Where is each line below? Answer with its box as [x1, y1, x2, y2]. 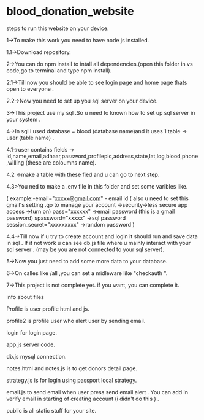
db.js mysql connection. [6, 352, 67, 360]
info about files [6, 293, 44, 300]
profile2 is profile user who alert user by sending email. [6, 317, 146, 324]
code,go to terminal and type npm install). [6, 66, 112, 74]
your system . [6, 115, 41, 123]
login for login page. [6, 329, 57, 336]
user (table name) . [6, 134, 55, 141]
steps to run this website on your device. [6, 25, 109, 32]
